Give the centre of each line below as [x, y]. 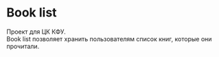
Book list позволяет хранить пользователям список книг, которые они [109, 38]
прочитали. [23, 46]
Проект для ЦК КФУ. [36, 32]
